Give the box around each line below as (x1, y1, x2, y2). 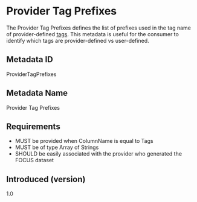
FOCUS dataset (15, 157, 54, 164)
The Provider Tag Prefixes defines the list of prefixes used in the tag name (6, 24, 192, 31)
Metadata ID (6, 54, 53, 65)
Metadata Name (6, 88, 68, 98)
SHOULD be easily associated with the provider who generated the (15, 150, 182, 157)
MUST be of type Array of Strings (15, 144, 99, 151)
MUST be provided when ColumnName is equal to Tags (15, 137, 153, 145)
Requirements (6, 121, 60, 131)
